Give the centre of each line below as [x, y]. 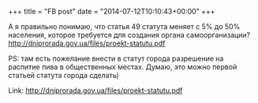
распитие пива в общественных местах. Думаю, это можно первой [123, 67]
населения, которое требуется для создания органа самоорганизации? [129, 35]
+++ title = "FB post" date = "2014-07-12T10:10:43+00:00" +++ [112, 11]
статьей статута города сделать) [64, 75]
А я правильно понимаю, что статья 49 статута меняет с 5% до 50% [124, 26]
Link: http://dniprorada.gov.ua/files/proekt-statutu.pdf [95, 90]
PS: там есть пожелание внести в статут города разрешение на [116, 59]
